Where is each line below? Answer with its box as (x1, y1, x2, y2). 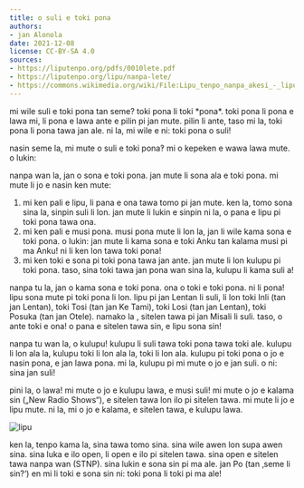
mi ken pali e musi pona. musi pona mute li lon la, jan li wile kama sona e (22, 226, 292, 237)
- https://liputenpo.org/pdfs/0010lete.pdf (9, 64, 176, 73)
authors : (9, 22, 43, 31)
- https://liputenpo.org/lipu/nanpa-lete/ (9, 73, 172, 82)
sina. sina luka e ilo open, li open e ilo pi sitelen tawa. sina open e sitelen (9, 448, 279, 459)
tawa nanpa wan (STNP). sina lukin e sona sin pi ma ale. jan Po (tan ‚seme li (9, 458, 291, 469)
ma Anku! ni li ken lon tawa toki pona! (22, 245, 162, 256)
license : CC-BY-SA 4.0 (9, 47, 95, 56)
